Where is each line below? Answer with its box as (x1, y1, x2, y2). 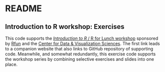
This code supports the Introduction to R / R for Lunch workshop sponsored (5, 35, 159, 41)
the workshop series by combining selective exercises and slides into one (5, 56, 154, 62)
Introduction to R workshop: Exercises (5, 23, 125, 31)
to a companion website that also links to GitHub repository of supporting (5, 46, 154, 51)
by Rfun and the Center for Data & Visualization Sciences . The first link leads (5, 41, 160, 47)
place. (5, 62, 18, 67)
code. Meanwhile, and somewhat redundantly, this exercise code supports (5, 51, 156, 57)
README (5, 3, 42, 14)
